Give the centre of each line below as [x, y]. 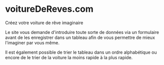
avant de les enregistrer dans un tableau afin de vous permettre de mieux [80, 37]
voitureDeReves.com [49, 9]
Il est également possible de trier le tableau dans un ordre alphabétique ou [81, 52]
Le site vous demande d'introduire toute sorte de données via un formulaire [82, 32]
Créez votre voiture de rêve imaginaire [44, 23]
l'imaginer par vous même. [32, 42]
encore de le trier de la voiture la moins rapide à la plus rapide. [69, 57]
